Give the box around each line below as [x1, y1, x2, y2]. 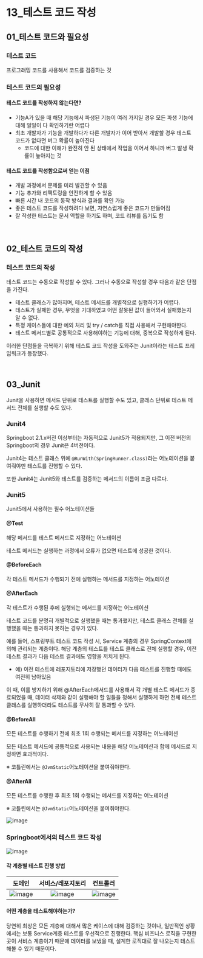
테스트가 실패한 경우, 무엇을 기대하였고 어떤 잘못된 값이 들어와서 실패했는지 [15, 306, 192, 313]
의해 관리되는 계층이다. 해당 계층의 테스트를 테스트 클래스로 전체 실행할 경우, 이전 [6, 645, 197, 652]
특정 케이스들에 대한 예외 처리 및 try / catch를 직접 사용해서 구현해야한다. [15, 321, 188, 328]
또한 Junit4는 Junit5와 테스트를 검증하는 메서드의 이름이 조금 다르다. [6, 475, 168, 482]
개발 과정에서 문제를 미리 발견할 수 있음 [15, 182, 108, 189]
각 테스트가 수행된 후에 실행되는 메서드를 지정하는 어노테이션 [6, 603, 149, 611]
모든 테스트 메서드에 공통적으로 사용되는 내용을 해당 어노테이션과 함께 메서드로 [6, 743, 191, 750]
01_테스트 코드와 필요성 [6, 32, 89, 42]
